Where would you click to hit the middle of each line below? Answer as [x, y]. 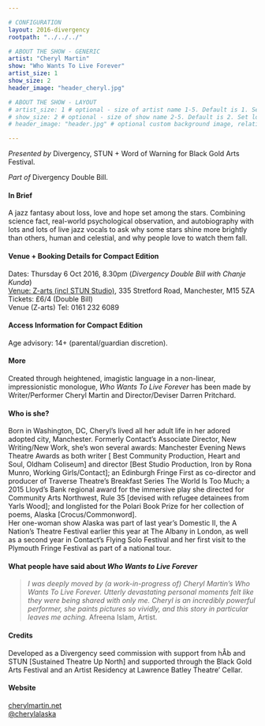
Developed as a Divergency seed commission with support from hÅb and [127, 653]
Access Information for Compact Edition [76, 325]
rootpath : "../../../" [45, 37]
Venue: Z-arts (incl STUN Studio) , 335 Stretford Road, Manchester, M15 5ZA [131, 290]
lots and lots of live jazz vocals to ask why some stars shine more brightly [128, 230]
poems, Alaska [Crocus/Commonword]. [73, 515]
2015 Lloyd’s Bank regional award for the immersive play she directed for [126, 489]
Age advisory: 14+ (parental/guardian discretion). [88, 342]
